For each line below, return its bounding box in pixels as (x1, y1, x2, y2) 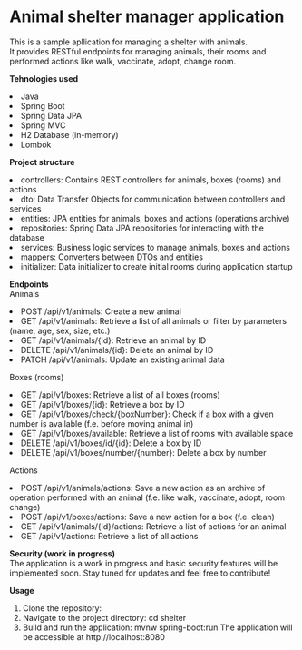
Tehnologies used (9, 73, 79, 84)
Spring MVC (21, 120, 66, 131)
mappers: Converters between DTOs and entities (21, 251, 204, 262)
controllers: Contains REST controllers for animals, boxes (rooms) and (21, 174, 281, 185)
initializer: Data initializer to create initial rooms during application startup (21, 261, 293, 271)
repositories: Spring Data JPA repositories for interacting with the (21, 222, 265, 233)
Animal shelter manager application (9, 6, 285, 27)
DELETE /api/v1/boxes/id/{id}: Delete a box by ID (21, 438, 202, 448)
